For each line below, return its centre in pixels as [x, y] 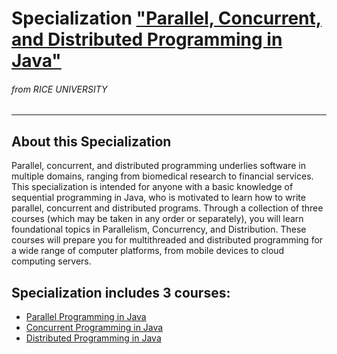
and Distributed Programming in [147, 39]
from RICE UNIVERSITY [59, 89]
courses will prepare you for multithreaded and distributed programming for [167, 240]
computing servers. [51, 261]
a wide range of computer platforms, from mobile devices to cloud [148, 251]
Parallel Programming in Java [86, 317]
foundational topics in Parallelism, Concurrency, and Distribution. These [159, 229]
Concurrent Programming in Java [94, 328]
